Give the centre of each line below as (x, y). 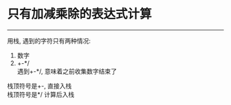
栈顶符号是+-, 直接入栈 (40, 86)
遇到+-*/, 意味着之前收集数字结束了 (67, 71)
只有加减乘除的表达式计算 (80, 14)
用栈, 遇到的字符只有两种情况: (49, 40)
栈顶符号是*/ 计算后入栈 (41, 94)
